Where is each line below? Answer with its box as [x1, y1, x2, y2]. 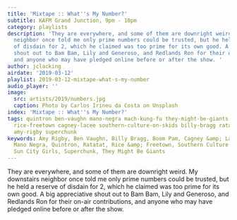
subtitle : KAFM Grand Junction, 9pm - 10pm [7, 17, 138, 24]
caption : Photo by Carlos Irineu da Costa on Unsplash [13, 102, 178, 109]
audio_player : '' [7, 82, 59, 90]
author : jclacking [7, 63, 61, 70]
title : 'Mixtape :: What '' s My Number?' [7, 10, 128, 18]
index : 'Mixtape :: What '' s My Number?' [7, 109, 128, 116]
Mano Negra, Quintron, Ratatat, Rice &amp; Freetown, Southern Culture [13, 142, 229, 149]
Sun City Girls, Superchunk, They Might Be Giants [13, 148, 166, 155]
